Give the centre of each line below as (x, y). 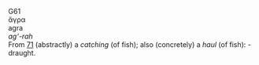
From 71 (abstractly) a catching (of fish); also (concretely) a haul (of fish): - (130, 45)
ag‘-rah (20, 36)
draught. (22, 53)
